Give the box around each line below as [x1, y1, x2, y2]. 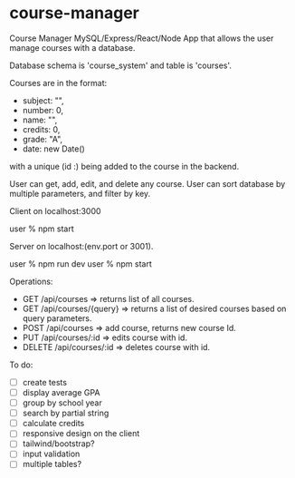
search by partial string [22, 407, 109, 419]
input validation [22, 448, 81, 460]
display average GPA [22, 387, 100, 397]
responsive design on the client [22, 428, 140, 439]
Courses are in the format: [9, 77, 107, 88]
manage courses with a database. [9, 42, 136, 53]
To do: [9, 359, 33, 370]
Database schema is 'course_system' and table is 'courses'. [9, 60, 233, 71]
